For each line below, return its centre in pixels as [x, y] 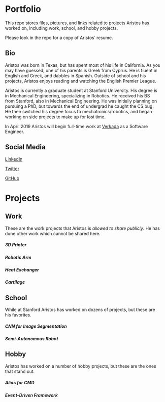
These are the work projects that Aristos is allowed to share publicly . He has [82, 228]
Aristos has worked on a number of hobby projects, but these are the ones [81, 366]
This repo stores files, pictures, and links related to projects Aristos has [77, 23]
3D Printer [16, 245]
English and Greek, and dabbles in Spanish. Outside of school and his [76, 76]
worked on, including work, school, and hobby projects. [62, 28]
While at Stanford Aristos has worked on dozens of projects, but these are [80, 310]
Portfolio [23, 9]
